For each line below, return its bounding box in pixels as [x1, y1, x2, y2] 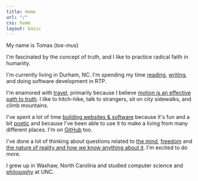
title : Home [6, 8, 36, 15]
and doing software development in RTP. [6, 78, 106, 85]
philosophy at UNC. [6, 168, 54, 176]
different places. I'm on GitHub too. [6, 126, 93, 133]
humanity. [6, 60, 31, 67]
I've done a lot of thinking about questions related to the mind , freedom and [6, 138, 193, 145]
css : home [6, 20, 31, 26]
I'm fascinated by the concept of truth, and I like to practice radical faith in [6, 53, 188, 60]
